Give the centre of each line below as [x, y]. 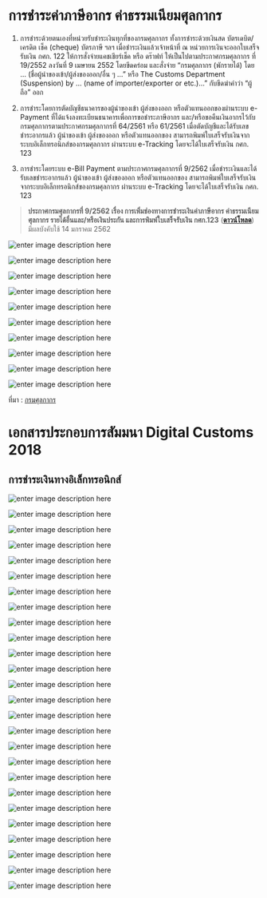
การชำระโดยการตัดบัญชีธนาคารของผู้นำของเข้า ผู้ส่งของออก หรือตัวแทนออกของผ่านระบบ [134, 108]
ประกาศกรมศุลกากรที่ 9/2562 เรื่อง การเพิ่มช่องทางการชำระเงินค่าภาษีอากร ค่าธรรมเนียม [143, 211]
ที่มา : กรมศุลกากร [32, 399]
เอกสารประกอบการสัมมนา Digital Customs [131, 433]
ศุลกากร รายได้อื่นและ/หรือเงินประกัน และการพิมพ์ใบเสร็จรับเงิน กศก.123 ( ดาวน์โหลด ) [141, 220]
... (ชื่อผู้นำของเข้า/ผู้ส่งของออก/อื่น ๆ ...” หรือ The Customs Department [122, 74]
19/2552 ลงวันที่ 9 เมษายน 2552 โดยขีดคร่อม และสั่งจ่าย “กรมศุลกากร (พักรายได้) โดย [137, 65]
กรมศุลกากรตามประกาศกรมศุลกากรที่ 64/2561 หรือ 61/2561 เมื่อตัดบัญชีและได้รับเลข [134, 125]
